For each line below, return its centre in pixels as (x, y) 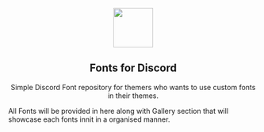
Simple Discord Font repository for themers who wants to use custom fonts (133, 87)
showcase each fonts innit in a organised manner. (89, 119)
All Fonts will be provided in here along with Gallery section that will (118, 111)
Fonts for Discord (133, 68)
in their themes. (133, 96)
